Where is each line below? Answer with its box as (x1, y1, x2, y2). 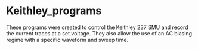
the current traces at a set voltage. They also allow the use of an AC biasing (6, 30, 193, 37)
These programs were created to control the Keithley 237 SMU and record (6, 24, 189, 31)
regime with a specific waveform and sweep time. (6, 36, 129, 43)
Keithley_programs (6, 4, 102, 18)
